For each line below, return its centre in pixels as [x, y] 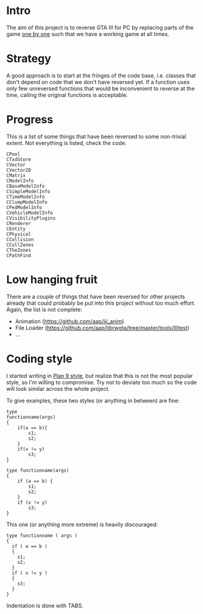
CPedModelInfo [24, 207]
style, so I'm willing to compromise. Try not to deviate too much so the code [101, 382]
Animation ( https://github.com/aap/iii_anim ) [69, 321]
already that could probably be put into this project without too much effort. [101, 303]
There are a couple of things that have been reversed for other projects [96, 296]
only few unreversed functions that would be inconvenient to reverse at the [101, 88]
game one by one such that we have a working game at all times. [88, 34]
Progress [30, 120]
